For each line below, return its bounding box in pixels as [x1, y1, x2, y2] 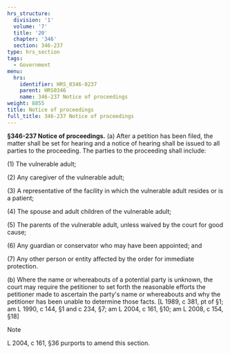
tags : [7, 55, 23, 62]
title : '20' [13, 29, 48, 37]
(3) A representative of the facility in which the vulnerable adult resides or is [7, 186, 223, 195]
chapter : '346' [13, 36, 57, 43]
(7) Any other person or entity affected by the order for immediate [7, 255, 195, 263]
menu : [7, 68, 23, 75]
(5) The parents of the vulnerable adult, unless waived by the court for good [7, 220, 224, 228]
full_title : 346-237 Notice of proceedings [7, 112, 135, 119]
